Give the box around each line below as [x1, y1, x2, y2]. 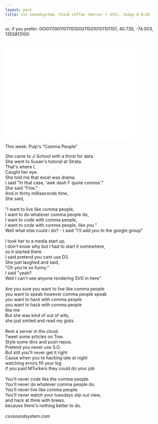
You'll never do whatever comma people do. [5, 381, 95, 387]
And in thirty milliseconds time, [5, 190, 69, 196]
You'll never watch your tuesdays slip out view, [5, 392, 101, 398]
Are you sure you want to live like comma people [5, 286, 105, 292]
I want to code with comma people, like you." [5, 222, 97, 228]
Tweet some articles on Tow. [5, 333, 64, 340]
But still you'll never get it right [5, 349, 68, 355]
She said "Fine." [5, 185, 38, 191]
